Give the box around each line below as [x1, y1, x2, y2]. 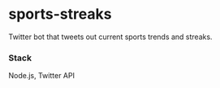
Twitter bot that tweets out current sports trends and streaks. [8, 32, 213, 42]
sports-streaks [8, 5, 112, 24]
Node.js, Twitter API [8, 71, 75, 81]
